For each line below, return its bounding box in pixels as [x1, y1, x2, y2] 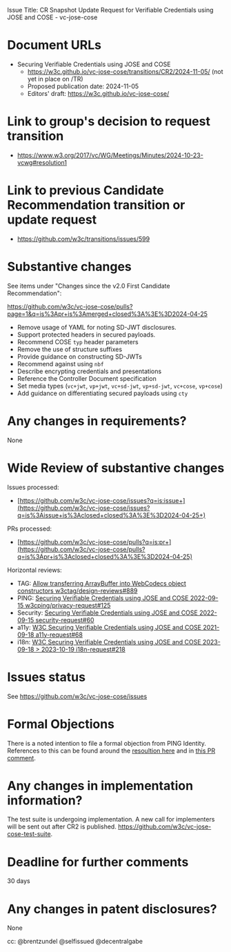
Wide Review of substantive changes [7, 460, 225, 475]
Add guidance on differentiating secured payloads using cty [17, 389, 188, 397]
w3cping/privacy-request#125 [25, 601, 111, 609]
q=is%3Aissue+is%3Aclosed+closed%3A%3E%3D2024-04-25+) [17, 510, 205, 519]
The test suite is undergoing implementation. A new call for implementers [7, 815, 215, 824]
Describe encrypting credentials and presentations [17, 367, 162, 375]
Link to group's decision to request [7, 114, 210, 130]
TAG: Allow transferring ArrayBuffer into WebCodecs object [17, 579, 186, 587]
